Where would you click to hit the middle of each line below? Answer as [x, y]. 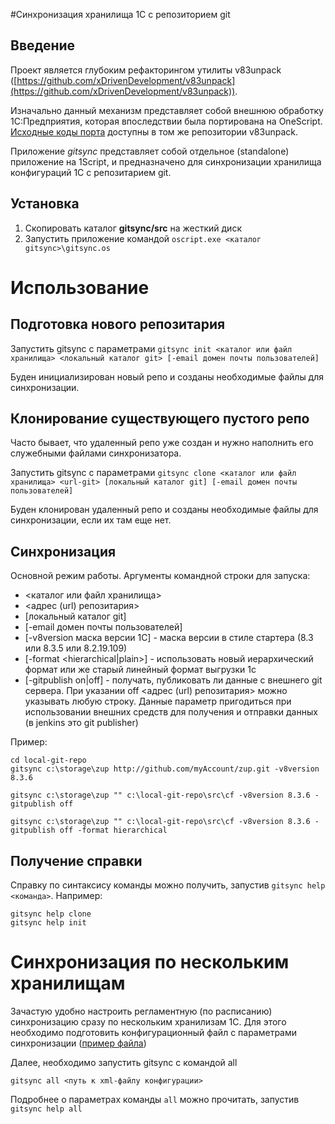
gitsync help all [46, 1109]
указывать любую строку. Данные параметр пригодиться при [158, 701]
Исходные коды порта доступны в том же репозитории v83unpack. [154, 131]
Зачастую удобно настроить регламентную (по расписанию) [141, 1011]
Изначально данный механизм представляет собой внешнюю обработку [167, 110]
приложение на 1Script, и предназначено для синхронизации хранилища [166, 161]
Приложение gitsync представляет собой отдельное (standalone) [150, 151]
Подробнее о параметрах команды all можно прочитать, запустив [155, 1099]
